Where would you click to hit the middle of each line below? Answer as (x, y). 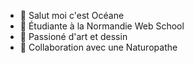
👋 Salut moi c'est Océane (72, 15)
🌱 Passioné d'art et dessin (73, 36)
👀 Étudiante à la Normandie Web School (102, 26)
